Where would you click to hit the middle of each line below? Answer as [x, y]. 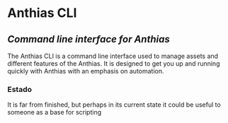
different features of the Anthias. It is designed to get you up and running [114, 64]
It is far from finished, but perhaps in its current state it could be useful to [114, 105]
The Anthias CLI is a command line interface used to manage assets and [113, 56]
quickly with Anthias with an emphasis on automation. [86, 71]
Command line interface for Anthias [89, 39]
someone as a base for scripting [54, 112]
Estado [20, 89]
